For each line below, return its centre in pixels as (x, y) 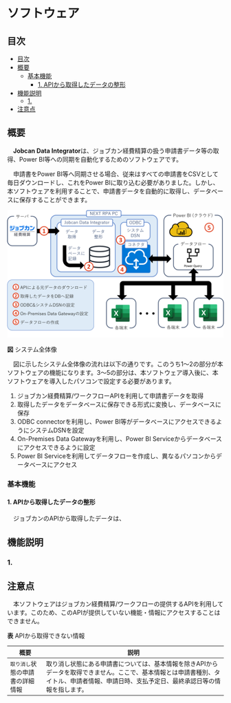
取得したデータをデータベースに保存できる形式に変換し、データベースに (119, 404)
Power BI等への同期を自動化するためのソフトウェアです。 (101, 159)
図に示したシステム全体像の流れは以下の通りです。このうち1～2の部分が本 (118, 364)
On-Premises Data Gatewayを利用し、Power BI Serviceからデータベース (119, 439)
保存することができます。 (55, 199)
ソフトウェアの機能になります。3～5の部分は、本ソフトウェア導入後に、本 (113, 373)
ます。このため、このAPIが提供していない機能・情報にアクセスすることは (117, 613)
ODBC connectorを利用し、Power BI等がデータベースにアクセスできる (117, 422)
